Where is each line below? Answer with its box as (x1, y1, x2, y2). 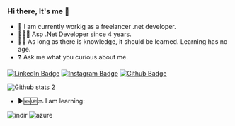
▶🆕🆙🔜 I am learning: (17, 97, 85, 105)
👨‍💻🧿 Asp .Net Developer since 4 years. (17, 30, 132, 38)
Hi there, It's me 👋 (7, 6, 69, 16)
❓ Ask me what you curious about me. (17, 53, 129, 62)
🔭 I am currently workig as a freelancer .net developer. (17, 23, 177, 31)
